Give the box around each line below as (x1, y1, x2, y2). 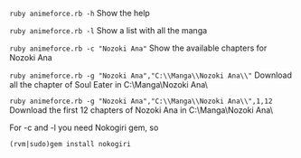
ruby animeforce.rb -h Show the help (9, 8, 151, 18)
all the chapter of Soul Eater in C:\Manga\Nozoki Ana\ (9, 79, 208, 89)
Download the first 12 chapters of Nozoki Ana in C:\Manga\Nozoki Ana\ (9, 105, 274, 116)
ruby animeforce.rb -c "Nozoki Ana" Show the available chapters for (9, 42, 268, 53)
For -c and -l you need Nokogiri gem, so (9, 122, 159, 133)
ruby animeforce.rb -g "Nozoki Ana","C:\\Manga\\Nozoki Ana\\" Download (9, 70, 292, 80)
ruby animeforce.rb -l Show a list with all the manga (9, 25, 208, 35)
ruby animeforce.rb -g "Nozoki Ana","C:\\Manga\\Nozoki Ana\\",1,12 (9, 97, 273, 106)
